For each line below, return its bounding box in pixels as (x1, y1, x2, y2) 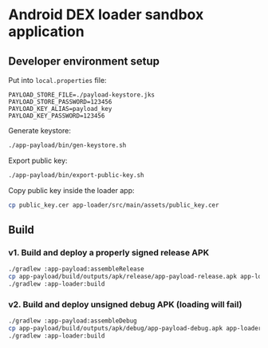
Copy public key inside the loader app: (8, 185, 135, 195)
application (8, 22, 85, 41)
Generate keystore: (8, 126, 72, 135)
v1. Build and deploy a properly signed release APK (8, 247, 210, 258)
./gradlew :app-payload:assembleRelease (8, 265, 145, 273)
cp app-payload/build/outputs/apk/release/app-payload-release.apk (8, 273, 238, 281)
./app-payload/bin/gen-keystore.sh (8, 141, 127, 149)
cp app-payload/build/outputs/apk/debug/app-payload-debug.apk (8, 325, 223, 333)
